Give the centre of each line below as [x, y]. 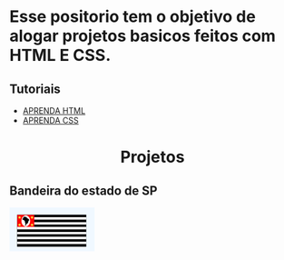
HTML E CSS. [60, 55]
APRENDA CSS [50, 120]
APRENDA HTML [54, 110]
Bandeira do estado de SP [83, 190]
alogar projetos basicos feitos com [143, 36]
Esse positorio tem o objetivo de [132, 17]
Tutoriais [35, 89]
